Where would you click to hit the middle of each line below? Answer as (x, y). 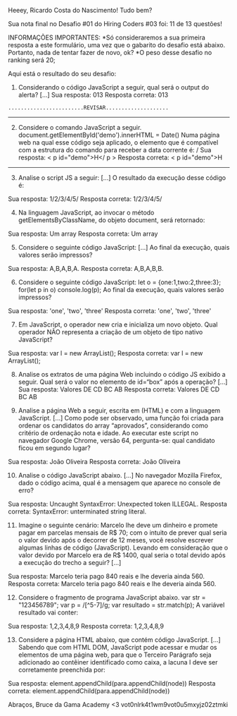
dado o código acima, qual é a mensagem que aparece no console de (119, 483)
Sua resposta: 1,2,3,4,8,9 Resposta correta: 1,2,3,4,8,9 (86, 626)
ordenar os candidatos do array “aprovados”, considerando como (113, 425)
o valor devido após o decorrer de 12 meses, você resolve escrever (116, 540)
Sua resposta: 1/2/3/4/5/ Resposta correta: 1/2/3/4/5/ (85, 199)
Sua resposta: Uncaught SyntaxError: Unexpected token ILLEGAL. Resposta (118, 504)
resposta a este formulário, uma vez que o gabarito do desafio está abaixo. (117, 45)
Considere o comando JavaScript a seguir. (80, 127)
